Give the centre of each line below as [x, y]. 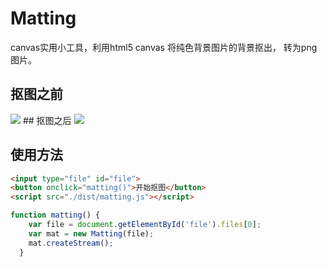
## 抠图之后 [47, 120]
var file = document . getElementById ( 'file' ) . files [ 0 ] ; [145, 225]
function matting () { [55, 215]
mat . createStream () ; [71, 243]
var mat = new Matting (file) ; [91, 233]
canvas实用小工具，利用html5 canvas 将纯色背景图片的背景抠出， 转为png [164, 47]
